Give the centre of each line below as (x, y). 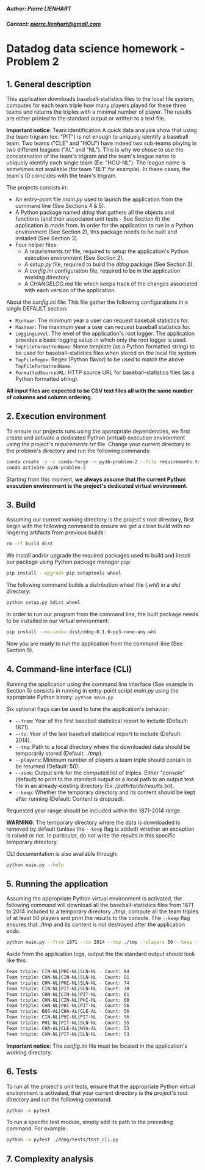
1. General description (49, 84)
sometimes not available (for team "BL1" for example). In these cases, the (98, 169)
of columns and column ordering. (49, 397)
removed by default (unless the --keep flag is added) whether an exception (100, 829)
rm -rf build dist (30, 544)
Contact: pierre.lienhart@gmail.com (54, 24)
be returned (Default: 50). (47, 766)
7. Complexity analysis (50, 1159)
